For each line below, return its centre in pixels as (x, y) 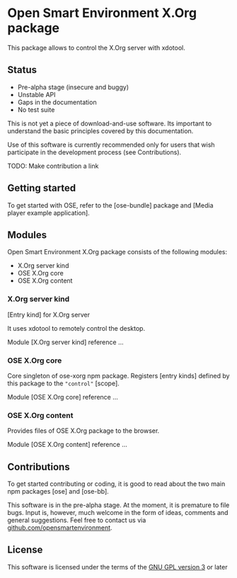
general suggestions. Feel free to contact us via (77, 520)
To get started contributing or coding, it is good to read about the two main (116, 484)
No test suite (36, 109)
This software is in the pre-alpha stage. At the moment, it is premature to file (118, 505)
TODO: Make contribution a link (53, 166)
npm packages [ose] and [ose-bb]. (58, 492)
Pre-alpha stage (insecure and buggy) (73, 87)
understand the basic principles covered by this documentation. (100, 131)
